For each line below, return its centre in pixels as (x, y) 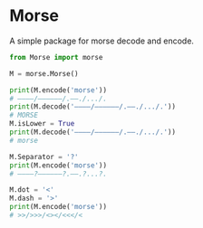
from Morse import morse (56, 57)
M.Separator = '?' (44, 157)
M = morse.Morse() (44, 73)
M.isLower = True (42, 124)
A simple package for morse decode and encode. (102, 41)
